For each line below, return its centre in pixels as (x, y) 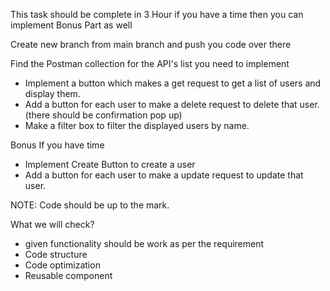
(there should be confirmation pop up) (103, 115)
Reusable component (68, 275)
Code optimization (62, 265)
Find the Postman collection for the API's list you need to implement (150, 63)
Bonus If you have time (57, 145)
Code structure (56, 254)
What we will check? (52, 224)
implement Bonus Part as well (71, 25)
